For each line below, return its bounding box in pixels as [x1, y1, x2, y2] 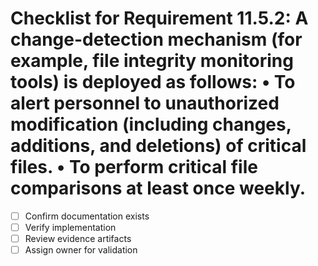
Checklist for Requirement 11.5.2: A [10, 7, 309, 30]
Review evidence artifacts [24, 233, 132, 245]
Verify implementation [24, 222, 117, 233]
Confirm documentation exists [24, 210, 150, 222]
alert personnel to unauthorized [10, 92, 280, 115]
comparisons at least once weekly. [10, 177, 307, 200]
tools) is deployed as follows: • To [10, 71, 296, 94]
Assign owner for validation [24, 244, 138, 256]
